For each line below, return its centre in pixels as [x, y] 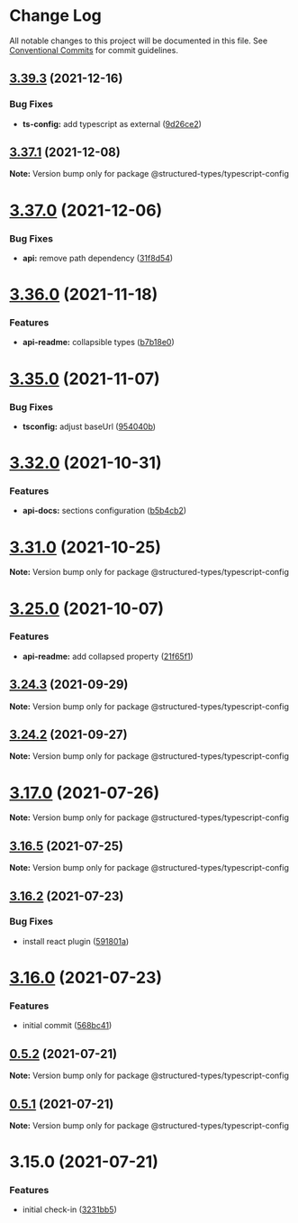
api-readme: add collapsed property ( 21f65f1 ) [108, 656]
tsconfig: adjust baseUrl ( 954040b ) [89, 426]
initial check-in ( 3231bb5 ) [69, 1209]
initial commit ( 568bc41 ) [67, 1026]
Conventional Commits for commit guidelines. [94, 50]
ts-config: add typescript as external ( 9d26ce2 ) [112, 123]
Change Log [55, 16]
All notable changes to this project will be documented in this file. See [139, 41]
